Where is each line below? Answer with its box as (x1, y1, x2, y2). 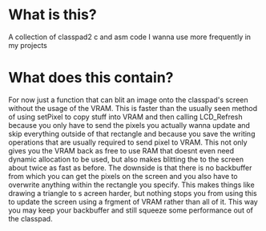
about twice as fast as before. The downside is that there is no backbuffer (8, 162, 252, 173)
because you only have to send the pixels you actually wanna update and (8, 120, 251, 129)
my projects (8, 40, 48, 50)
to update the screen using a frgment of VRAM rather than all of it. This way (8, 197, 258, 206)
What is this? (8, 6, 98, 24)
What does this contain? (8, 69, 174, 87)
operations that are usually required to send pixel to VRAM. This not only (8, 137, 248, 147)
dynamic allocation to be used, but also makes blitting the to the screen (8, 154, 244, 164)
